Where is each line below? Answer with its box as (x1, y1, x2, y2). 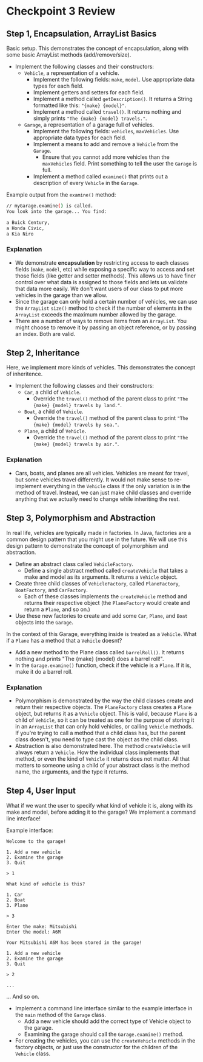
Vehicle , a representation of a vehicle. (24, 69, 119, 77)
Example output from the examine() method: (6, 191, 116, 198)
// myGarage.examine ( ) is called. (6, 203, 94, 209)
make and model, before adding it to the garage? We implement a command (6, 808, 196, 816)
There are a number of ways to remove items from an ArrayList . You (15, 317, 187, 324)
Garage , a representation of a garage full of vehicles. (24, 121, 155, 128)
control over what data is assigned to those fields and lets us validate (15, 278, 188, 285)
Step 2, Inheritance (6, 348, 80, 358)
